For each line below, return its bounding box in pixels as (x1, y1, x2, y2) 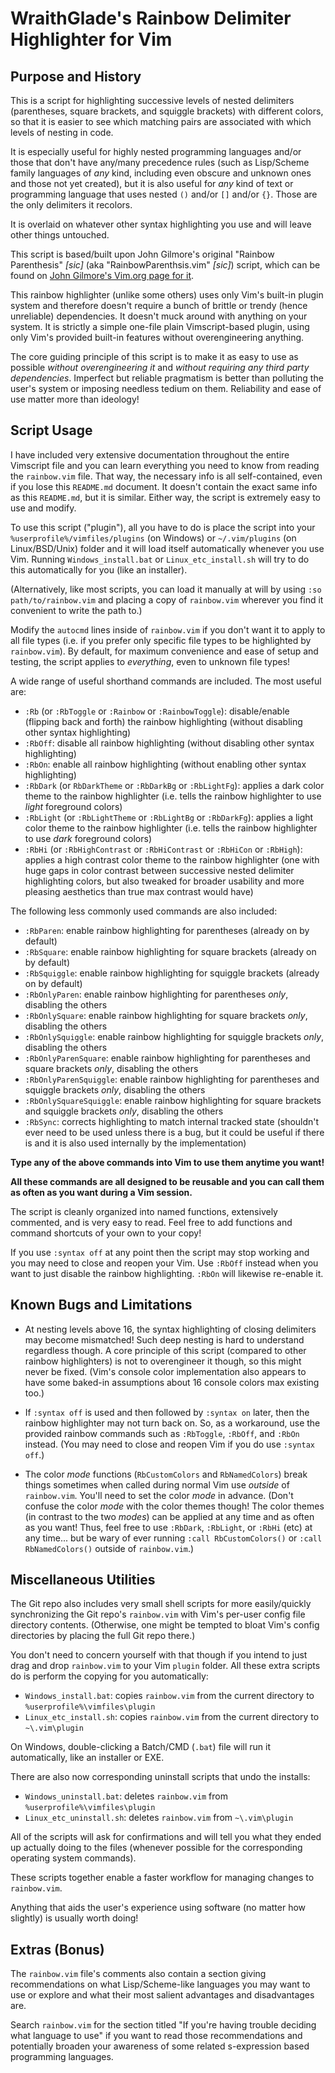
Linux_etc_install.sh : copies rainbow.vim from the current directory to (24, 1711, 320, 1723)
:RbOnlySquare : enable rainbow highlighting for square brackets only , (24, 1009, 308, 1021)
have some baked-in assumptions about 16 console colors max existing (24, 1376, 320, 1388)
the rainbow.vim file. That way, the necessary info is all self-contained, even (10, 470, 323, 482)
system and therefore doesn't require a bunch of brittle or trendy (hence (10, 300, 308, 311)
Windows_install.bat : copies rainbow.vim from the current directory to (24, 1690, 315, 1702)
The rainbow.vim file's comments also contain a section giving (10, 1968, 267, 1980)
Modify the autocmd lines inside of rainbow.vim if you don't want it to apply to (10, 623, 326, 636)
